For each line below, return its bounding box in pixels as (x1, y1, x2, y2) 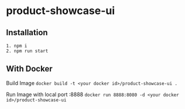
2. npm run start (6, 48, 49, 54)
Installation (6, 28, 48, 38)
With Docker (6, 64, 53, 74)
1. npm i (6, 43, 28, 49)
